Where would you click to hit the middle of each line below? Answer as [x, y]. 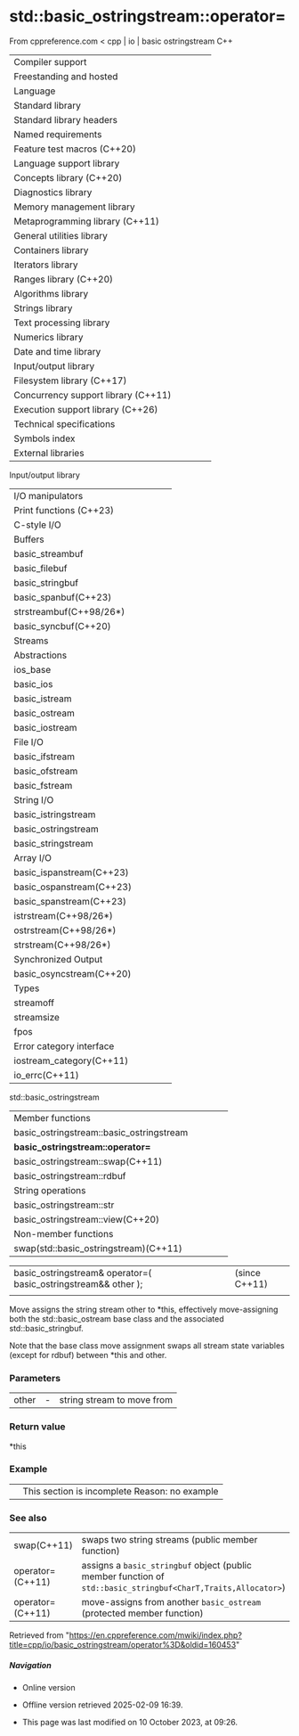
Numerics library [48, 337]
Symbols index [44, 438]
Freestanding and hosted [66, 76]
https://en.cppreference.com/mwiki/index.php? [156, 1635]
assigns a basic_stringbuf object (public [166, 1566]
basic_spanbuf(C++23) [63, 597]
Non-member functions [64, 1233]
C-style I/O [37, 525]
